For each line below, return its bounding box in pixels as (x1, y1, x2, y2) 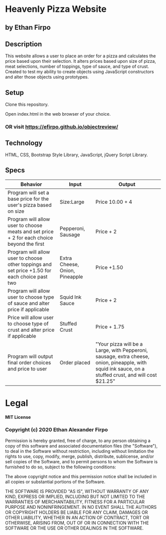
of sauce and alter (7, 300, 50, 307)
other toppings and (7, 261, 52, 267)
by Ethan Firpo (5, 23, 51, 32)
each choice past (7, 273, 48, 280)
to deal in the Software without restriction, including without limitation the (5, 448, 154, 454)
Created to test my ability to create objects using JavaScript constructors (5, 69, 154, 75)
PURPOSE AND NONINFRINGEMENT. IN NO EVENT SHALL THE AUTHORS (5, 504, 157, 510)
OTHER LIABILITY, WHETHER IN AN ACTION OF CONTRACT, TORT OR (5, 514, 149, 520)
